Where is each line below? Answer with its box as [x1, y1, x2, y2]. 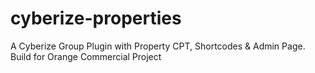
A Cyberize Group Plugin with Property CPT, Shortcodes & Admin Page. [10, 40, 306, 52]
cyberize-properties [10, 7, 182, 30]
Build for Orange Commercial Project [10, 50, 162, 62]
